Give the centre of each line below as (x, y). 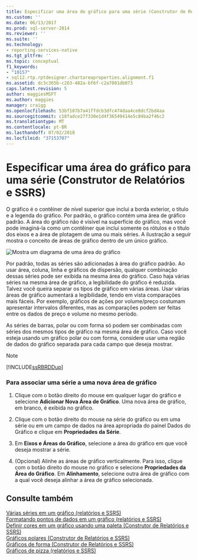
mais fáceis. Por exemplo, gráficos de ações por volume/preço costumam (96, 301)
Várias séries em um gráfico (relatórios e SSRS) (64, 513)
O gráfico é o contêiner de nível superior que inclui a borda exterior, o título (97, 209)
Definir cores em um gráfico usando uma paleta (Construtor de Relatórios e (98, 525)
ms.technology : (25, 45)
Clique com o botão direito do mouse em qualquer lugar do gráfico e (98, 395)
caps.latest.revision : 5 (37, 89)
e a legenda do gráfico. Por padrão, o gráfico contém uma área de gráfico (96, 215)
